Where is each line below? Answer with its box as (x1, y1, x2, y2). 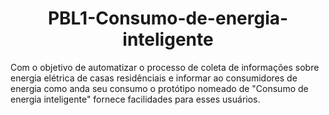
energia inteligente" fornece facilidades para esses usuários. (10, 93, 261, 105)
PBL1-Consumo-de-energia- (47, 7, 289, 30)
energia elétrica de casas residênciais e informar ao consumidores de (10, 72, 298, 84)
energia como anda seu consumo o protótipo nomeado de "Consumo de (10, 82, 309, 94)
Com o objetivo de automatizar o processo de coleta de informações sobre (10, 61, 320, 73)
